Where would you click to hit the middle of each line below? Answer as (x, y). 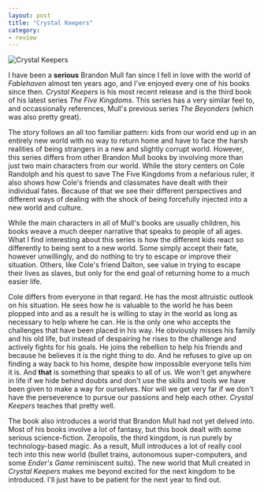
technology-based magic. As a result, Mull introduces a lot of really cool (125, 446)
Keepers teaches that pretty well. (62, 406)
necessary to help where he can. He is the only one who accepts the (119, 322)
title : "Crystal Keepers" (50, 23)
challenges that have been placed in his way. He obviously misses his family (132, 330)
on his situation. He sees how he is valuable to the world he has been (121, 305)
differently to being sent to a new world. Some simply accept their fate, (123, 248)
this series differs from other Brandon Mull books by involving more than (126, 158)
